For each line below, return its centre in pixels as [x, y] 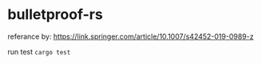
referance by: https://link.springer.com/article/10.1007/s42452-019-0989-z [131, 36]
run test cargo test [39, 51]
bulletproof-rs [55, 15]
